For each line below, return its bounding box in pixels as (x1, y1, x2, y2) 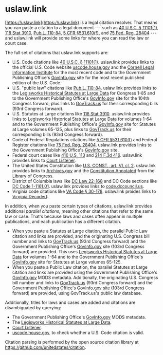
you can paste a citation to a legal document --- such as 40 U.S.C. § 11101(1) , (5, 24, 159, 30)
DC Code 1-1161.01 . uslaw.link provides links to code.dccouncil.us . (12, 183, 145, 189)
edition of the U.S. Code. (12, 79, 62, 86)
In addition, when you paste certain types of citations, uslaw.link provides (5, 203, 152, 209)
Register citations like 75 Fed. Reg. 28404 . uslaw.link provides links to (12, 142, 152, 148)
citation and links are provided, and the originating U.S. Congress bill (12, 233, 150, 239)
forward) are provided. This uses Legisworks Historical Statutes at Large (12, 248, 158, 254)
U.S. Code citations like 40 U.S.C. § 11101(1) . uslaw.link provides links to (12, 59, 154, 65)
